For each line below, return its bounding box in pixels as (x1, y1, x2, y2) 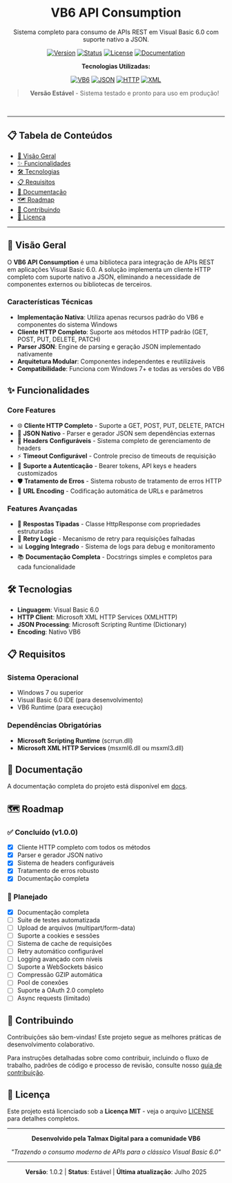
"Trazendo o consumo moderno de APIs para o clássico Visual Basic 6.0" (10, 1148, 222, 1156)
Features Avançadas (7, 504, 78, 514)
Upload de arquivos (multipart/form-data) (17, 924, 136, 932)
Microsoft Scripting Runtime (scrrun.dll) (17, 736, 133, 745)
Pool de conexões (17, 978, 69, 987)
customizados (17, 469, 57, 477)
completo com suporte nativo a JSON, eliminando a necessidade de (7, 273, 201, 281)
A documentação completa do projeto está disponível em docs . (7, 782, 188, 791)
